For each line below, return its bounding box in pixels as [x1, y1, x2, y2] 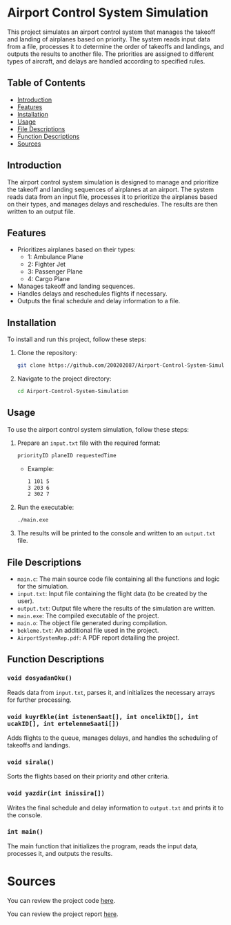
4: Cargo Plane [27, 275, 70, 283]
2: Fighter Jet [27, 260, 66, 269]
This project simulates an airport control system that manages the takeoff [7, 28, 216, 36]
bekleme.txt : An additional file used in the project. [17, 626, 159, 634]
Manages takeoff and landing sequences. [17, 282, 136, 291]
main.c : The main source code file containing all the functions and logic [17, 575, 220, 583]
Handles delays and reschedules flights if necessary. [17, 289, 168, 298]
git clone [17, 362, 46, 369]
